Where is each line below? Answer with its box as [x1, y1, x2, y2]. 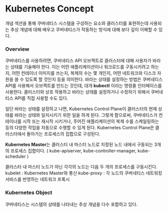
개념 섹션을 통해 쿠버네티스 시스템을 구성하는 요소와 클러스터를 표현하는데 [5, 20, 149, 26]
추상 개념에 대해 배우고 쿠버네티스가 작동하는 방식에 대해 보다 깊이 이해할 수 [10, 26, 158, 33]
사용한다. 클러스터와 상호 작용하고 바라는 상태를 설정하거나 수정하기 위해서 [5, 89, 150, 95]
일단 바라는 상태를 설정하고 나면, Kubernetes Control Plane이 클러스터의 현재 [5, 106, 157, 112]
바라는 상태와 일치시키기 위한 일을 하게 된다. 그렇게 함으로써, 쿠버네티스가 [14, 112, 158, 118]
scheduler [5, 153, 26, 159]
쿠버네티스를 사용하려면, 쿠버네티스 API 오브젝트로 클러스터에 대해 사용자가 [5, 58, 152, 64]
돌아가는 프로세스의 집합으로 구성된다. [27, 131, 101, 137]
